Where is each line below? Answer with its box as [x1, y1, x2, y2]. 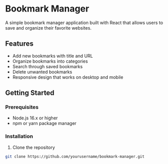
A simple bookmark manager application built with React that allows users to [5, 20, 163, 26]
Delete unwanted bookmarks [12, 69, 73, 75]
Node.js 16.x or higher [12, 115, 58, 121]
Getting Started [5, 89, 55, 97]
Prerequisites [5, 104, 39, 111]
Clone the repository [12, 144, 55, 150]
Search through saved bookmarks [12, 63, 83, 69]
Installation [5, 133, 34, 140]
